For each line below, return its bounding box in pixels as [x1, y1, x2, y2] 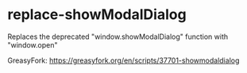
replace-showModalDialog [7, 6, 187, 24]
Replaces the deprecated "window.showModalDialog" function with [7, 32, 228, 41]
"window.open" [7, 40, 58, 49]
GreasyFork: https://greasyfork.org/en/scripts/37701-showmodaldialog [7, 56, 240, 65]
